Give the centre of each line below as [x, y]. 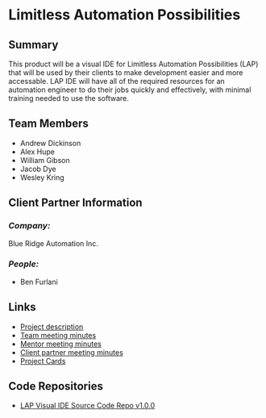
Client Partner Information [75, 203]
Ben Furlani [39, 282]
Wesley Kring [42, 177]
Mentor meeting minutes [61, 344]
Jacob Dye [38, 169]
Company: [29, 226]
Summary [33, 45]
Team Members [48, 124]
